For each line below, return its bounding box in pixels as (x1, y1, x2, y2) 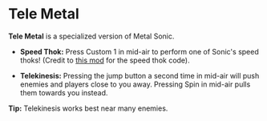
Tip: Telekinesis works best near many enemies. (8, 103, 168, 113)
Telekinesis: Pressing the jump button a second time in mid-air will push (19, 71, 260, 80)
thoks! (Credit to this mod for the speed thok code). (19, 55, 190, 65)
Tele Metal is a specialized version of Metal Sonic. (8, 31, 175, 41)
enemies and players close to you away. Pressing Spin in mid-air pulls (19, 79, 251, 89)
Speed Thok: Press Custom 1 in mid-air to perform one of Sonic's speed (19, 46, 259, 56)
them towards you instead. (19, 87, 108, 97)
